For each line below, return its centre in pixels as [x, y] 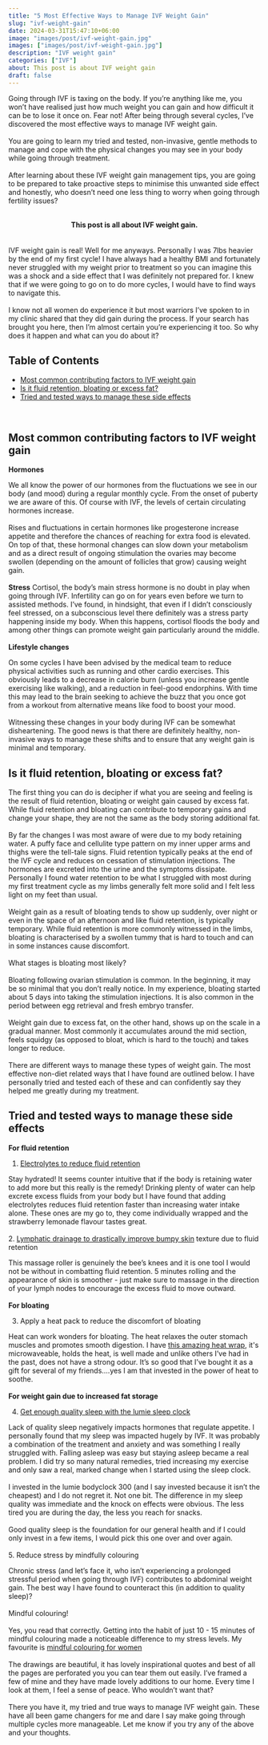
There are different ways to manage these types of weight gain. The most [130, 1065]
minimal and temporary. [47, 748]
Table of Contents [54, 361]
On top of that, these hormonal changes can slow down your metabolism [128, 545]
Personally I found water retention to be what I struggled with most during [130, 878]
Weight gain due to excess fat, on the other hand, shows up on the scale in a [134, 1023]
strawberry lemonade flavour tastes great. [78, 1221]
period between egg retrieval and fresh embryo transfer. [101, 1006]
